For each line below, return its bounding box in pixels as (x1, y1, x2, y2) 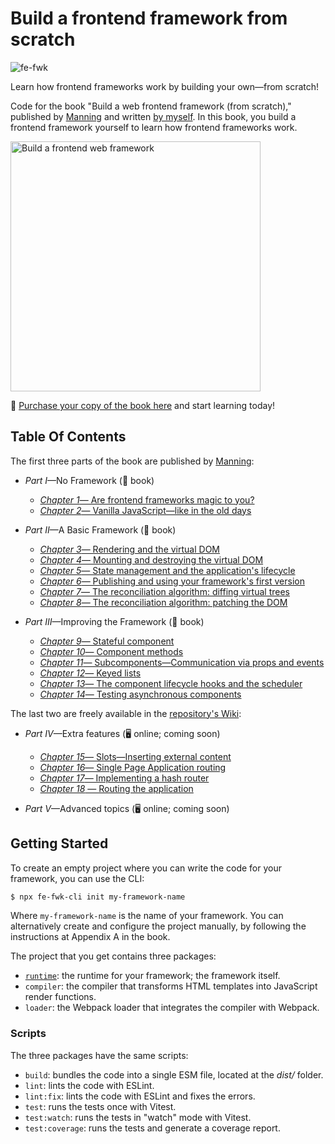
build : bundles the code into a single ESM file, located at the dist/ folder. (24, 1068, 324, 1081)
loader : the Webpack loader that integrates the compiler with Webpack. (24, 1002, 320, 1014)
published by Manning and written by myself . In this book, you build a (10, 110, 297, 122)
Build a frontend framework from (10, 7, 288, 30)
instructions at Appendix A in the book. (10, 931, 171, 943)
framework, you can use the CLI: (10, 872, 145, 884)
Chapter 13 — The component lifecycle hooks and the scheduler (39, 677, 303, 689)
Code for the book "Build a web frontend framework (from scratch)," (10, 100, 292, 112)
